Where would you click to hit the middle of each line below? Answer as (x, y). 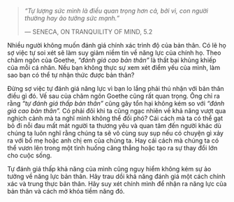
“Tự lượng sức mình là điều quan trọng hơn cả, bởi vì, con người (116, 11)
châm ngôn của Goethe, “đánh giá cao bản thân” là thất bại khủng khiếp (112, 60)
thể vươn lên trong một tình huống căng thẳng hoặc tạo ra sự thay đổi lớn (112, 148)
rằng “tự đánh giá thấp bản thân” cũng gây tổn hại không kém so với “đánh (116, 103)
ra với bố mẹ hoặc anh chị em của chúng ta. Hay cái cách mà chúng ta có (113, 140)
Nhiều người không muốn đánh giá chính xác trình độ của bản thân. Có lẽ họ (117, 45)
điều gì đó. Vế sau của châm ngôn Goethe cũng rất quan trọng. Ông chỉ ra (114, 96)
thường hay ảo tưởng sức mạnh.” (72, 18)
